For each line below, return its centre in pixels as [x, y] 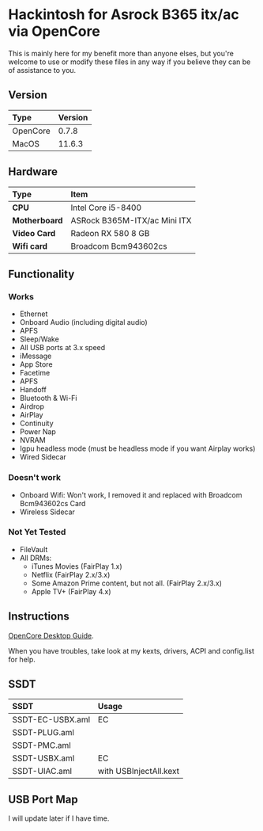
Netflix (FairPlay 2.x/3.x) [71, 574]
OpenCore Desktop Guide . [51, 635]
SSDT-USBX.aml [43, 758]
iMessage [36, 356]
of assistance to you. [42, 70]
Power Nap [38, 432]
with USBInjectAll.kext [139, 772]
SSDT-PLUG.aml [43, 733]
